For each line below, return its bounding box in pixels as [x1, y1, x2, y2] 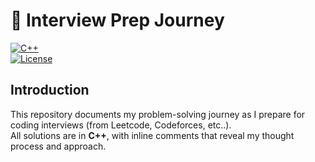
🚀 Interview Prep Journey [10, 9, 225, 32]
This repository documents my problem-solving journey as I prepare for [10, 108, 306, 120]
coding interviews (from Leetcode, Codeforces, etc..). [10, 119, 232, 131]
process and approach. [10, 140, 107, 152]
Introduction [10, 82, 90, 99]
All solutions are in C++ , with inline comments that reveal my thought [10, 129, 295, 141]
